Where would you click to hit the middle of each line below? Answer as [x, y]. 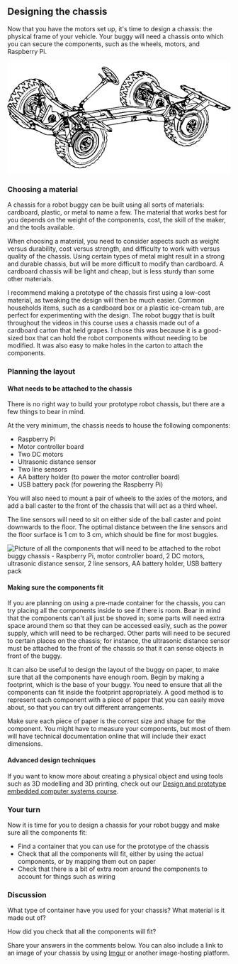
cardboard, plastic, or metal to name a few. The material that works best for [117, 212]
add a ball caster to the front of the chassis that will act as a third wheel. [112, 506]
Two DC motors [40, 455]
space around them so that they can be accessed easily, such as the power [118, 626]
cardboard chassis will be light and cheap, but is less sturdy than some [111, 271]
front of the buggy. [35, 656]
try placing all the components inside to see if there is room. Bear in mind [114, 611]
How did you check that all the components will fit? [82, 932]
